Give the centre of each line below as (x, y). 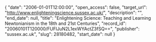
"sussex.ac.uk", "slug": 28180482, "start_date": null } (60, 34)
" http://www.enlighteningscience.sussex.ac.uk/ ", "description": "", (74, 13)
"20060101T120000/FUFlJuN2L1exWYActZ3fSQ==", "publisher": (72, 29)
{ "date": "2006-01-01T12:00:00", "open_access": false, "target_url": (76, 7)
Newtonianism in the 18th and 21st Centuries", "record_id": (66, 23)
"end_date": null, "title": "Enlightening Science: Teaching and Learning (78, 18)
